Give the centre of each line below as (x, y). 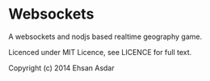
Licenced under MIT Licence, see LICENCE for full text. (100, 52)
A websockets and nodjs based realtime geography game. (105, 36)
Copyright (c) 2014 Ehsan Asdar (61, 68)
